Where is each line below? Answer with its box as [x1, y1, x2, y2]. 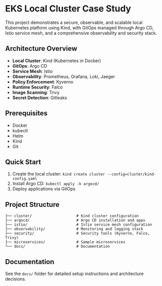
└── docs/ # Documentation [5, 244, 110, 249]
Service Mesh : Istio [12, 68, 53, 74]
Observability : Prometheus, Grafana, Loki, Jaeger [12, 73, 115, 80]
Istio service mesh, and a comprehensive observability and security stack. [5, 30, 158, 36]
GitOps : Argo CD [12, 63, 47, 69]
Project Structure [5, 200, 60, 209]
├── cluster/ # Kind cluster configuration [5, 213, 139, 219]
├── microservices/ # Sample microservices [5, 240, 126, 245]
